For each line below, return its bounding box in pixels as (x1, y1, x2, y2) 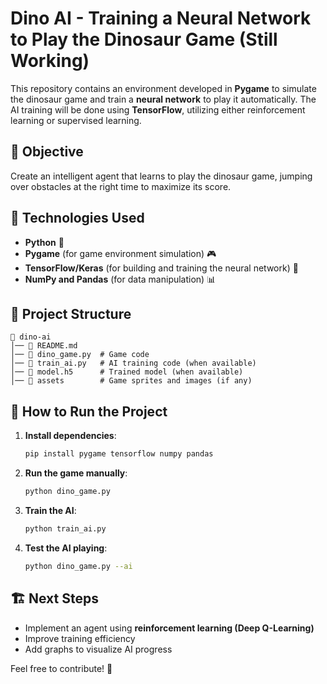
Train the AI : (24, 504, 77, 516)
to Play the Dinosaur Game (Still (10, 28, 278, 51)
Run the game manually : (24, 467, 128, 479)
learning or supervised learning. (10, 114, 142, 126)
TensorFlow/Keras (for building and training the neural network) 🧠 (24, 262, 299, 274)
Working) (10, 50, 90, 72)
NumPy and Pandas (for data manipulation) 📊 (24, 273, 217, 285)
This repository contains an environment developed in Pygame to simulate (10, 82, 317, 94)
